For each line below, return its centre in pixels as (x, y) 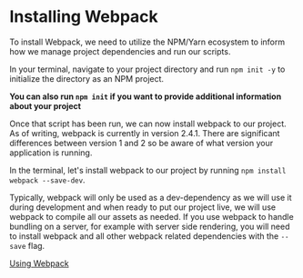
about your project (45, 105)
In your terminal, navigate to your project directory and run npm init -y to (147, 69)
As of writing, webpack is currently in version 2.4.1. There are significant (145, 133)
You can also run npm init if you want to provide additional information (146, 96)
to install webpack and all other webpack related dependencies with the (144, 236)
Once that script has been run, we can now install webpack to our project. (148, 124)
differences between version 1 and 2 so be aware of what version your (141, 143)
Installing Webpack (84, 17)
